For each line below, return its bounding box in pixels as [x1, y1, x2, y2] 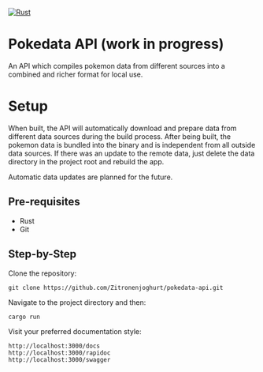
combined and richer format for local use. [8, 70, 143, 79]
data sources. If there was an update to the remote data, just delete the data [8, 148, 255, 158]
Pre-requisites [8, 195, 80, 209]
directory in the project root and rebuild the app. [8, 156, 165, 166]
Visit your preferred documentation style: [8, 326, 142, 336]
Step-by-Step [8, 247, 77, 261]
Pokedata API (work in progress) [8, 36, 224, 53]
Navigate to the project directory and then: [8, 297, 146, 307]
